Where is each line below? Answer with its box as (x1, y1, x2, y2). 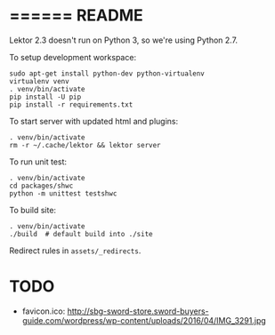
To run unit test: (9, 156, 68, 167)
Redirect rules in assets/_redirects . (9, 245, 142, 256)
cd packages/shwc (9, 181, 74, 190)
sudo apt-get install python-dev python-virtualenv (9, 68, 205, 78)
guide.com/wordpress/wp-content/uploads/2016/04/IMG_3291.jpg (21, 315, 267, 325)
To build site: (9, 204, 56, 215)
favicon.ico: (21, 306, 66, 316)
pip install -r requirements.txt (9, 100, 133, 109)
